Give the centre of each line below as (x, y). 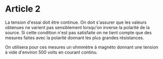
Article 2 (23, 9)
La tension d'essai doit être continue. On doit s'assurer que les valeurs (76, 22)
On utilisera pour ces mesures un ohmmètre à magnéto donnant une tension (82, 47)
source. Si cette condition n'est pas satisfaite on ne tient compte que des (79, 32)
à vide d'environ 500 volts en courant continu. (51, 52)
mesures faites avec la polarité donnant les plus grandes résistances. (75, 38)
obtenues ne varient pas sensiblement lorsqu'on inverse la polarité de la (77, 27)
